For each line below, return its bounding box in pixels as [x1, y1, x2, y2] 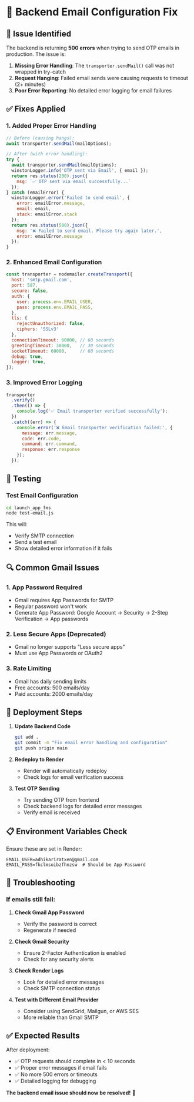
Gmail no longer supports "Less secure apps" [14, 643, 125, 650]
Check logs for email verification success [23, 774, 124, 781]
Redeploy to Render [14, 756, 64, 763]
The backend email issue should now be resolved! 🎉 [6, 1089, 136, 1097]
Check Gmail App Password [14, 909, 84, 916]
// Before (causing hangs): [6, 135, 75, 141]
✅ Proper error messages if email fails [14, 1064, 107, 1071]
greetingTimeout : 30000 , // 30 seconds [11, 343, 115, 348]
